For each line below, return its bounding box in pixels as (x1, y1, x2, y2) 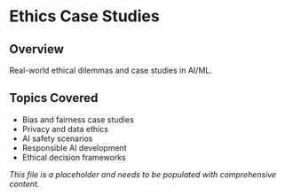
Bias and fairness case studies (21, 114, 135, 125)
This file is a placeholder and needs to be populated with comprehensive (9, 169, 277, 179)
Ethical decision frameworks (21, 152, 126, 162)
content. (9, 178, 40, 189)
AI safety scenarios (21, 133, 93, 144)
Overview (9, 42, 65, 57)
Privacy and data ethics (21, 123, 109, 134)
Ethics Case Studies (9, 6, 160, 27)
